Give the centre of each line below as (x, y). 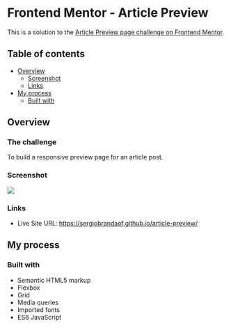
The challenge (32, 142)
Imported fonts (39, 310)
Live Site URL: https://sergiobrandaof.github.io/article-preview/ (107, 224)
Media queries (38, 302)
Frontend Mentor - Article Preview (108, 13)
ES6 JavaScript (39, 317)
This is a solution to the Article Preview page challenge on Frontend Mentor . (116, 32)
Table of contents (46, 54)
